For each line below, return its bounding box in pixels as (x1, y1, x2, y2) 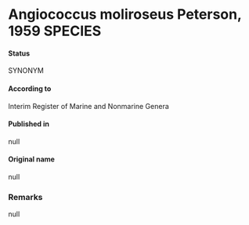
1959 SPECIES (8, 22, 102, 40)
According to (8, 84, 52, 93)
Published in (8, 119, 49, 129)
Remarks (8, 191, 43, 202)
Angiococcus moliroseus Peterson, (8, 5, 242, 24)
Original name (8, 154, 55, 164)
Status (8, 49, 31, 58)
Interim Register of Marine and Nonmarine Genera (8, 101, 170, 111)
